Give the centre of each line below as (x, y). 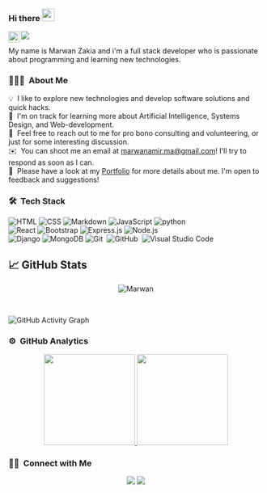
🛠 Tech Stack (37, 200)
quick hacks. (30, 107)
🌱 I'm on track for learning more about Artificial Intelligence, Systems (124, 116)
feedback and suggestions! (54, 179)
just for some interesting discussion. (69, 141)
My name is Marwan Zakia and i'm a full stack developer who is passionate (133, 51)
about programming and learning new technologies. (95, 60)
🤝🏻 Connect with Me (50, 463)
